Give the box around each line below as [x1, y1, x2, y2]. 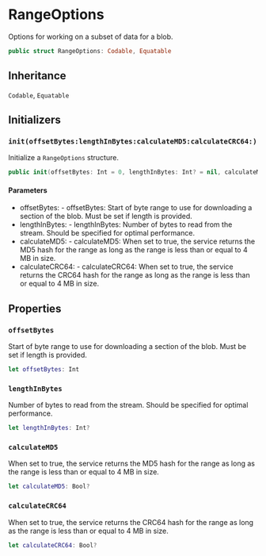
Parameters [8, 185, 47, 195]
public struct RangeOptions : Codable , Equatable [8, 47, 172, 55]
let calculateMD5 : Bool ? [8, 482, 90, 491]
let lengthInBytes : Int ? [8, 424, 90, 432]
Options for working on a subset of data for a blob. [8, 32, 173, 41]
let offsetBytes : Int [8, 366, 80, 374]
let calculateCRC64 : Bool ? [8, 541, 97, 549]
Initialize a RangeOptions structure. [8, 153, 119, 163]
